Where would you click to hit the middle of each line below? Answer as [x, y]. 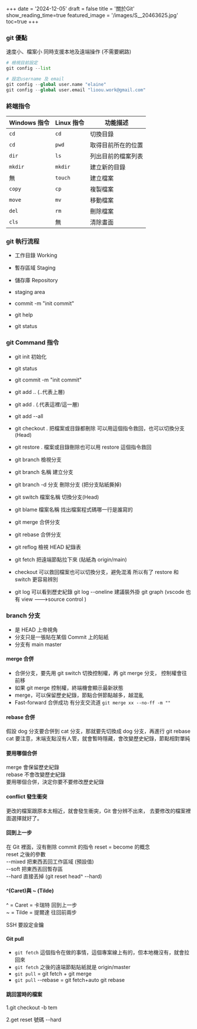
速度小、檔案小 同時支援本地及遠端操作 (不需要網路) [69, 52]
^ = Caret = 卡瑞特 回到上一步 [42, 905]
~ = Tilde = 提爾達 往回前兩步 [42, 913]
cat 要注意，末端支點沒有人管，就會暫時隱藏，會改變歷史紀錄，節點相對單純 [98, 739]
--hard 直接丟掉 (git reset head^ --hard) [54, 876]
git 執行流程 [23, 241]
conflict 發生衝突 [27, 797]
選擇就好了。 [26, 818]
